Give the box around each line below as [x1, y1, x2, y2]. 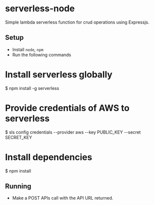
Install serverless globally [5, 69, 113, 80]
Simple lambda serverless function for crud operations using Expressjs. [5, 19, 150, 25]
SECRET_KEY [5, 134, 32, 140]
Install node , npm [12, 46, 44, 52]
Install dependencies [5, 151, 92, 163]
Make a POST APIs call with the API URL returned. [12, 195, 114, 201]
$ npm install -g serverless [5, 85, 59, 91]
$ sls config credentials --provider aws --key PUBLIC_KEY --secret [5, 129, 141, 135]
